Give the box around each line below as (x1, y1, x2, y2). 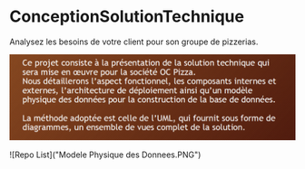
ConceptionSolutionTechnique (9, 6, 245, 27)
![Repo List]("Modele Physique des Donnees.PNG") (9, 149, 202, 160)
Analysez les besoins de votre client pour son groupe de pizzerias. (9, 36, 259, 47)
